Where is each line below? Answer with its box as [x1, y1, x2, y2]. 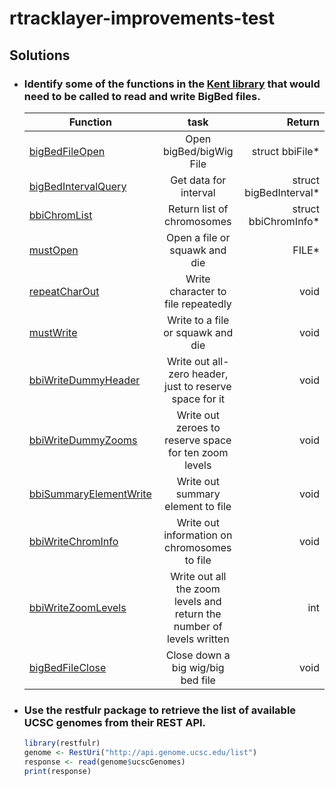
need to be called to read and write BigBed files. [23, 89, 261, 103]
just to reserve [164, 379, 232, 393]
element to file [164, 499, 232, 513]
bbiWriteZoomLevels [28, 600, 127, 614]
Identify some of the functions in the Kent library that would [23, 77, 321, 91]
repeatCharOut [28, 284, 100, 298]
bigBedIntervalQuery [28, 179, 127, 193]
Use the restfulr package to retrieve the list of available [23, 703, 297, 717]
